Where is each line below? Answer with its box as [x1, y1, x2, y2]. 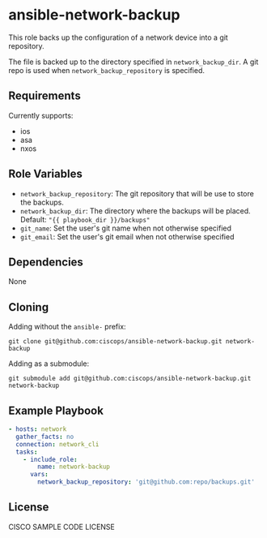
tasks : [15, 448, 38, 456]
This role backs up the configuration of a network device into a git [8, 32, 228, 42]
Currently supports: [8, 110, 74, 120]
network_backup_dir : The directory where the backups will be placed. [19, 205, 251, 216]
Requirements [8, 89, 81, 103]
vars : [29, 471, 49, 479]
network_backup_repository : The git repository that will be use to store [19, 188, 255, 198]
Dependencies [8, 255, 83, 269]
